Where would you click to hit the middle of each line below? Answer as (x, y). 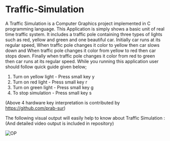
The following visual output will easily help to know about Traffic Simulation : (85, 118)
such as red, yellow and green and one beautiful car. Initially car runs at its (83, 40)
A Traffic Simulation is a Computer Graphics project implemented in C (78, 23)
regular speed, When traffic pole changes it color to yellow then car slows (82, 45)
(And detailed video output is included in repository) (60, 123)
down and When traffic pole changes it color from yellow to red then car (81, 50)
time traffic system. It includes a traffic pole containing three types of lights (84, 34)
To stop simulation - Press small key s (52, 93)
